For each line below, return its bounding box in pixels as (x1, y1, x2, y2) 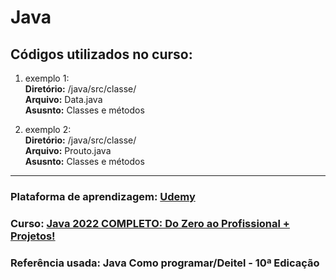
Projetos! (10, 229, 56, 243)
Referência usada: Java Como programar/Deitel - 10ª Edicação (10, 256, 320, 270)
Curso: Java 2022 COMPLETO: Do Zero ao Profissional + (10, 216, 290, 230)
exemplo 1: (24, 72, 70, 84)
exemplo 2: (24, 124, 72, 135)
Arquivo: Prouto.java (24, 145, 112, 156)
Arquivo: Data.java (24, 94, 103, 105)
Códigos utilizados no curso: (10, 46, 193, 63)
